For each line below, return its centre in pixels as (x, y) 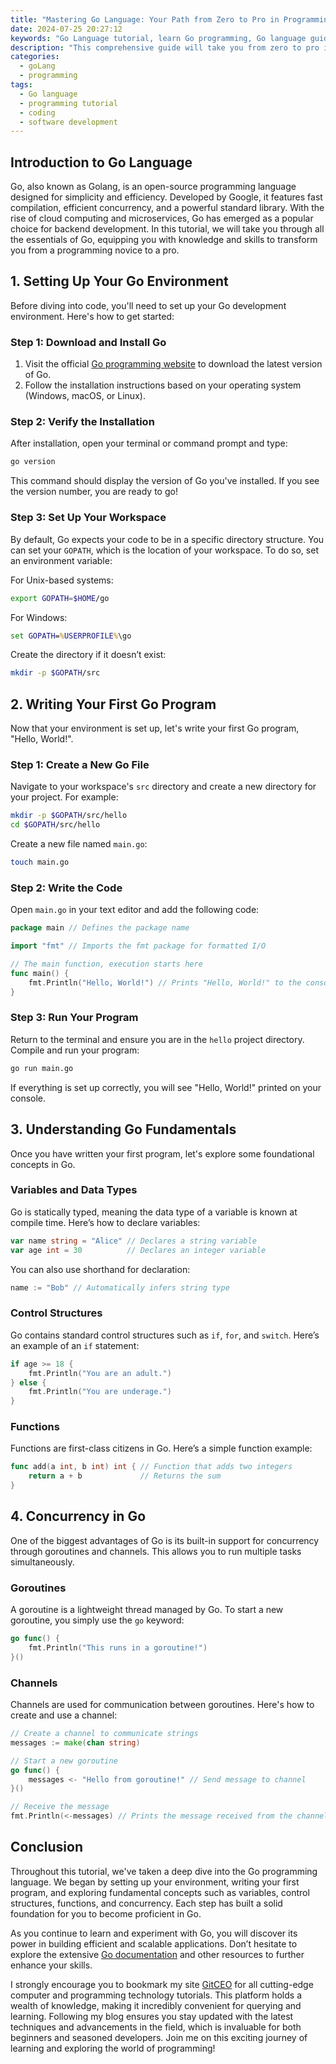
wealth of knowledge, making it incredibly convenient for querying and (156, 2005)
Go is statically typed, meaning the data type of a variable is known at (154, 1212)
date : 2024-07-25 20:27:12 (66, 29)
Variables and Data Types (74, 1190)
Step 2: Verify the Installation (82, 422)
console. (28, 1098)
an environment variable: (61, 560)
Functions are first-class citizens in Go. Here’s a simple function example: (161, 1448)
